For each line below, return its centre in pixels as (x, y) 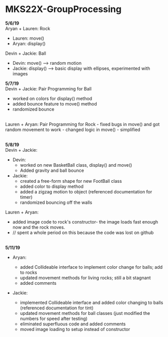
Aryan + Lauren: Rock (28, 28)
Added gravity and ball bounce (52, 170)
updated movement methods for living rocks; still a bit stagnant (85, 278)
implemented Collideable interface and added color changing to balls (92, 302)
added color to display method (52, 186)
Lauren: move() (28, 38)
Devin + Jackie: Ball (26, 53)
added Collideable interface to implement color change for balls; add (91, 267)
